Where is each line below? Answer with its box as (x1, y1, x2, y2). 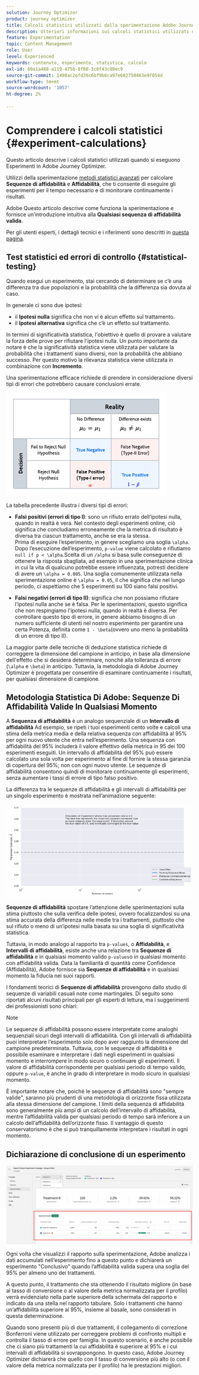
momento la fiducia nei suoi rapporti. (6, 972, 96, 979)
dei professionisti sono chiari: (6, 1003, 78, 1010)
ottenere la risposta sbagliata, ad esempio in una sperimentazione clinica (14, 557, 193, 565)
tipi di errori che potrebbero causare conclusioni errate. (6, 380, 142, 387)
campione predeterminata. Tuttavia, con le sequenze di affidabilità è (6, 1045, 172, 1052)
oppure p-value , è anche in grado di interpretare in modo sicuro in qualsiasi (6, 1070, 190, 1077)
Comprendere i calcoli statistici (6, 124, 163, 137)
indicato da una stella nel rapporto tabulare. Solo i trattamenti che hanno (6, 1299, 182, 1307)
